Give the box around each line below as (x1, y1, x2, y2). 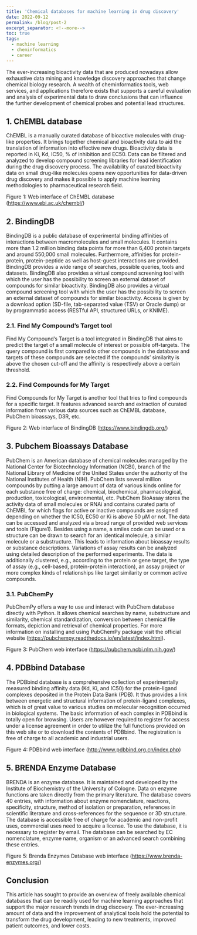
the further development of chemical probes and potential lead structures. (6, 99, 185, 106)
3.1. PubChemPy (6, 590, 54, 598)
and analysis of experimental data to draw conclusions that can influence (6, 93, 183, 100)
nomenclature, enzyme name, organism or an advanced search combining (6, 835, 186, 842)
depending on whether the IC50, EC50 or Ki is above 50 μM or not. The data (6, 513, 191, 520)
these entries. (6, 841, 39, 848)
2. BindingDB (6, 217, 55, 227)
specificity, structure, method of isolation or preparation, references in (6, 804, 176, 811)
